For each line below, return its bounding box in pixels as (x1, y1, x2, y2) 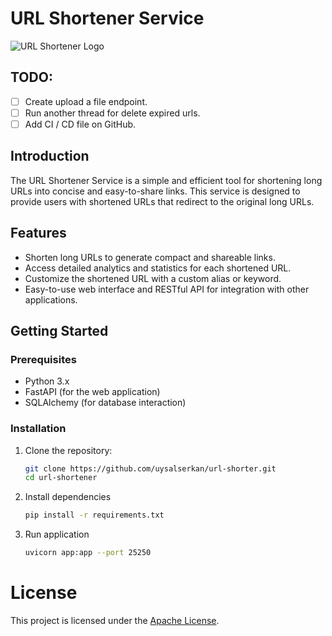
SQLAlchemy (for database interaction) (24, 397, 187, 409)
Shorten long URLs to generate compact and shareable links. (24, 251, 276, 263)
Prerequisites (10, 352, 77, 366)
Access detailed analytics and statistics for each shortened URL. (24, 262, 292, 274)
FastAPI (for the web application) (24, 386, 161, 398)
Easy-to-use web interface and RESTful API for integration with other (24, 283, 310, 295)
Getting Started (10, 322, 109, 339)
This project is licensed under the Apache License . (10, 614, 220, 626)
